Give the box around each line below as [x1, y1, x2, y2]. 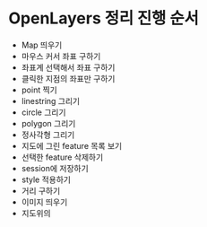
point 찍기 [21, 84, 57, 95]
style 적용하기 [21, 174, 71, 185]
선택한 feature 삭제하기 [21, 152, 104, 162]
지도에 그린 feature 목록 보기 [21, 140, 123, 151]
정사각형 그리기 [21, 129, 75, 140]
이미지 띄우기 [21, 196, 68, 207]
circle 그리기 [21, 107, 66, 118]
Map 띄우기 [21, 39, 63, 50]
